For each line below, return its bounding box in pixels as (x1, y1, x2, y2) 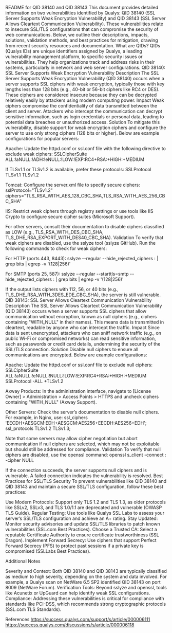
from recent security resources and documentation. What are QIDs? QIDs (5, 43, 161, 48)
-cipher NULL (5, 457, 34, 463)
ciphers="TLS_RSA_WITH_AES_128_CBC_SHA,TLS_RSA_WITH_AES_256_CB (5, 193, 165, 198)
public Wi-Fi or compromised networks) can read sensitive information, (5, 335, 157, 341)
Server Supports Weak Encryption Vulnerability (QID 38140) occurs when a (5, 76, 164, 81)
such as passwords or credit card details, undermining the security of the (5, 341, 161, 347)
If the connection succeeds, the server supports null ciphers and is (5, 467, 147, 473)
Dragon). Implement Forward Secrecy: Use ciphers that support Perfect (5, 537, 157, 543)
